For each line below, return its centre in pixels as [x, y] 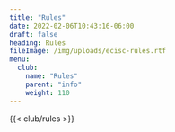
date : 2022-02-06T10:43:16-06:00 [72, 26]
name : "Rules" [52, 76]
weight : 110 [48, 92]
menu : [19, 59]
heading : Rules [38, 43]
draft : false [34, 34]
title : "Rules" [38, 18]
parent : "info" [54, 84]
